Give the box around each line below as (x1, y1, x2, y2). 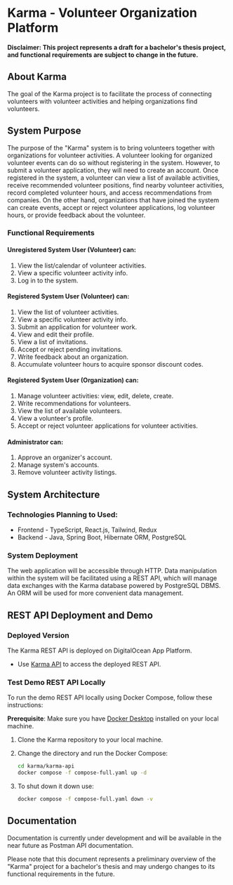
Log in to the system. (17, 276, 79, 284)
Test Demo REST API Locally (7, 677, 106, 687)
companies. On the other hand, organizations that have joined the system (7, 195, 220, 204)
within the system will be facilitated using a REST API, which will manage (7, 574, 218, 582)
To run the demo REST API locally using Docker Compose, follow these (7, 693, 213, 702)
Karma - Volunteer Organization (7, 5, 198, 21)
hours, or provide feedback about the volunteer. (7, 211, 146, 219)
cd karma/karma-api (17, 763, 75, 770)
